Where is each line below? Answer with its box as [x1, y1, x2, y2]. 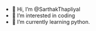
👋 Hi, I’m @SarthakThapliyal [11, 6, 81, 13]
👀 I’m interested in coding [11, 12, 76, 19]
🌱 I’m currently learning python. [11, 18, 90, 25]
